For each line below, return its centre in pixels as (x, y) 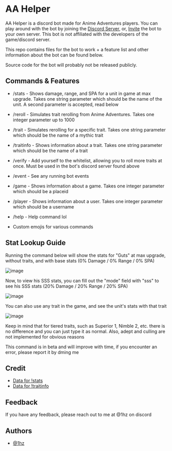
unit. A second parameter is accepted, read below (66, 104)
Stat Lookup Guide (35, 243)
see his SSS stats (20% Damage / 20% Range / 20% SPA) (67, 286)
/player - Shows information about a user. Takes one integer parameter (88, 201)
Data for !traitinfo (31, 386)
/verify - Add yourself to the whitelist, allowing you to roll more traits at (87, 160)
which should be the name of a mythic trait (58, 135)
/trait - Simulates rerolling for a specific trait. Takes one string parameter (89, 129)
